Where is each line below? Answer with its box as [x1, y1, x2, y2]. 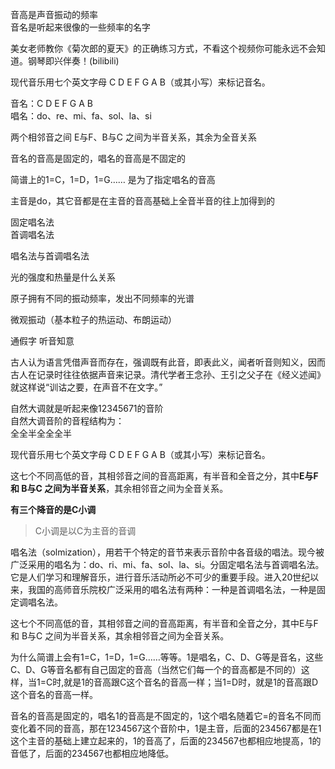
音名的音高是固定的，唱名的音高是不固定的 [10, 153, 186, 164]
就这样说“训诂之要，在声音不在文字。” [10, 381, 163, 393]
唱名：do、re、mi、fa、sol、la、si [10, 110, 152, 122]
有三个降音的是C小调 [10, 504, 97, 515]
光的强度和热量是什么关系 [10, 271, 116, 283]
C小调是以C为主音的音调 [34, 525, 137, 537]
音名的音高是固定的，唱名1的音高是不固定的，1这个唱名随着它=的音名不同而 [10, 710, 322, 722]
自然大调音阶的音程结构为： [10, 415, 125, 427]
